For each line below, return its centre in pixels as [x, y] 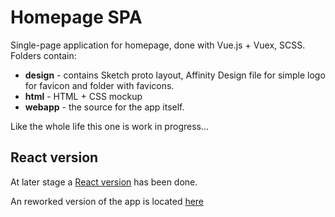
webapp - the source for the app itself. [104, 107]
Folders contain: [43, 55]
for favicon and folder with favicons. [99, 85]
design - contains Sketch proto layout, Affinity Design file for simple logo [175, 75]
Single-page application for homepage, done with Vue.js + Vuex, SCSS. [158, 45]
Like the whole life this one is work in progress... [110, 126]
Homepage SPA [76, 17]
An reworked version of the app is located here [107, 201]
